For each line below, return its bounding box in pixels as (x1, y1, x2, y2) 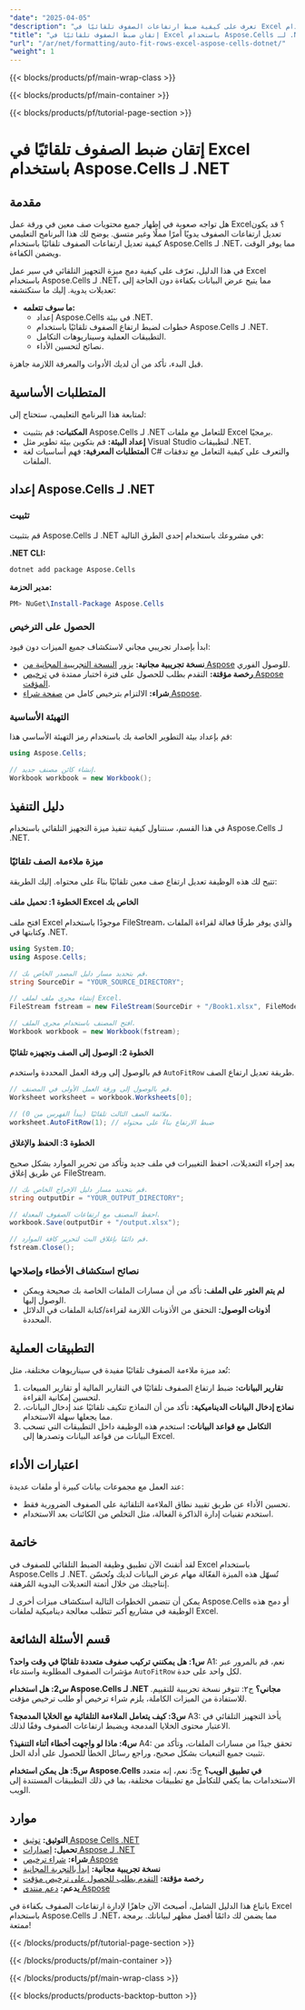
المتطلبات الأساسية (9, 385, 106, 400)
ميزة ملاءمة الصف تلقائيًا (9, 855, 104, 868)
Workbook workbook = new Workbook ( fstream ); (9, 1027, 181, 1036)
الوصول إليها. (22, 1295, 66, 1305)
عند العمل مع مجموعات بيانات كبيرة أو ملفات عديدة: (9, 1481, 184, 1492)
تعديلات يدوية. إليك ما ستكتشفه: (9, 285, 116, 295)
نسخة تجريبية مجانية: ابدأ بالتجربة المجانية (22, 1864, 161, 1875)
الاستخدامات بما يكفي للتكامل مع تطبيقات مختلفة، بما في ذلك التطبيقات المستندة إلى (9, 1775, 296, 1785)
